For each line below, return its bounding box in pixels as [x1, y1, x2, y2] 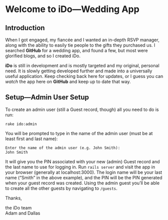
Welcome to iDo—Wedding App [5, 4, 140, 15]
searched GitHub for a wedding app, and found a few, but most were [5, 48, 148, 53]
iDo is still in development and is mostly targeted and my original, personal [5, 63, 159, 68]
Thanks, [5, 195, 22, 201]
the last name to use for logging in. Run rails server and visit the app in [5, 164, 155, 170]
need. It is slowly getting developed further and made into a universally [5, 68, 152, 74]
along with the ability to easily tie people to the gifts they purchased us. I [5, 42, 155, 48]
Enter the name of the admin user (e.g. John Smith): [5, 145, 121, 150]
